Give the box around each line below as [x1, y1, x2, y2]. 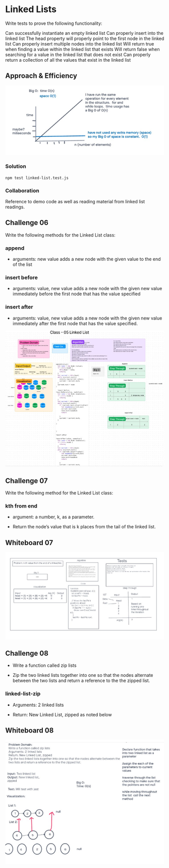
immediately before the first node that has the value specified [12, 291, 141, 297]
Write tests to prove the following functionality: [5, 20, 102, 26]
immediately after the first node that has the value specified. [12, 320, 138, 327]
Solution [5, 163, 27, 170]
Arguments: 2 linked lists [12, 702, 64, 708]
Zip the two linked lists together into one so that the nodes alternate [12, 672, 153, 678]
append [5, 244, 25, 251]
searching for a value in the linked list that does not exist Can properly [5, 52, 151, 58]
